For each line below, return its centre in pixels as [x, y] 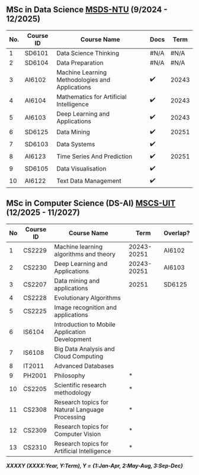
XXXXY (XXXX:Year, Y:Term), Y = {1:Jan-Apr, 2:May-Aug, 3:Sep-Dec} [95, 466]
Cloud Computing [79, 356]
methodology [73, 392]
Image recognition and [86, 307]
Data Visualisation [81, 169]
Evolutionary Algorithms [88, 297]
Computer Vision [78, 434]
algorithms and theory [85, 254]
